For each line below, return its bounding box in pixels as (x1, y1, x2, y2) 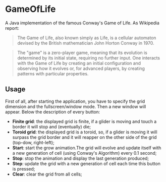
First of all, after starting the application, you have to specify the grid (5, 98, 145, 104)
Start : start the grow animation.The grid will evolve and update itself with (12, 145, 162, 151)
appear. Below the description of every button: (5, 109, 100, 115)
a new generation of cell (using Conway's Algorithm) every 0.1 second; (12, 150, 157, 156)
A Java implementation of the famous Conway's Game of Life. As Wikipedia (5, 20, 160, 26)
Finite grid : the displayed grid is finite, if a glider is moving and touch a (12, 118, 157, 124)
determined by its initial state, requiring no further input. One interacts (17, 55, 160, 61)
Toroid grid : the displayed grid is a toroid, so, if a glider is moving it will (12, 129, 158, 135)
